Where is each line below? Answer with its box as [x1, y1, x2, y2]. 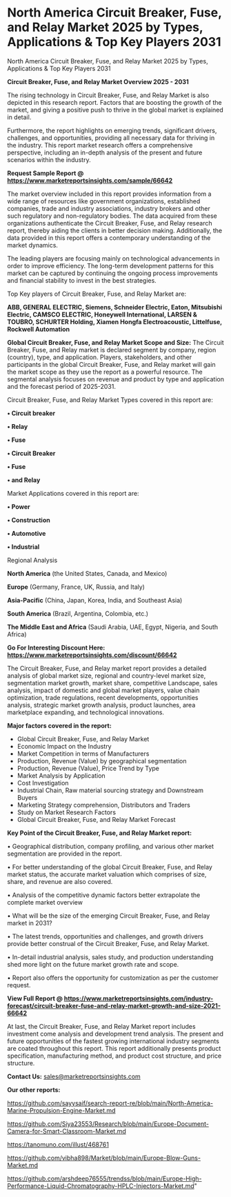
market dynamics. [7, 241, 59, 249]
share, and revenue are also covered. [7, 877, 113, 885]
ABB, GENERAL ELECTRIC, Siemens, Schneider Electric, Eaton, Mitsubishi [7, 303, 223, 311]
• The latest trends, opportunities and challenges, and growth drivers [7, 932, 203, 941]
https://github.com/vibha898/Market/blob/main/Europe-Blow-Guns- [7, 1154, 201, 1162]
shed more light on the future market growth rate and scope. [7, 960, 179, 968]
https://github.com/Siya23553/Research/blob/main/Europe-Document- [7, 1119, 209, 1128]
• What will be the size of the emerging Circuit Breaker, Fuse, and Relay [7, 912, 210, 920]
